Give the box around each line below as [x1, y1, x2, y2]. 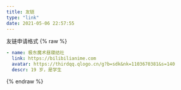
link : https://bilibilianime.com [12, 55, 97, 61]
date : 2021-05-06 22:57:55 [6, 20, 75, 26]
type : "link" [6, 15, 39, 21]
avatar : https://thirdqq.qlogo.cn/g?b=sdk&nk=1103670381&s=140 [12, 61, 175, 67]
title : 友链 [6, 9, 35, 15]
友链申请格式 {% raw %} [6, 38, 67, 45]
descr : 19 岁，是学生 [12, 67, 62, 73]
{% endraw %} [6, 77, 44, 85]
